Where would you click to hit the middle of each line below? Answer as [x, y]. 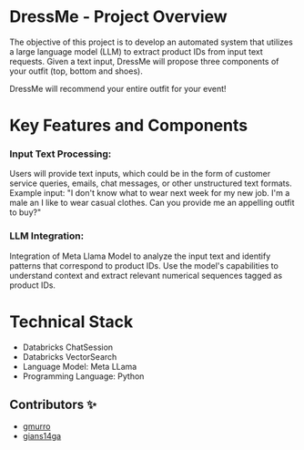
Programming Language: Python [83, 376]
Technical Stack [71, 322]
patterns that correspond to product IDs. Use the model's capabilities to [144, 265]
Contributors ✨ [53, 405]
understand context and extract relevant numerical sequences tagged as [146, 275]
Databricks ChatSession [68, 347]
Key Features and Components [129, 126]
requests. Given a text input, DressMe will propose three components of [144, 61]
